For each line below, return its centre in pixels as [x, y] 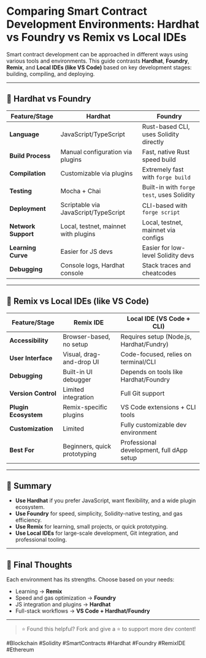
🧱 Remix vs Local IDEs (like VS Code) [78, 301]
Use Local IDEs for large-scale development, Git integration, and [97, 533]
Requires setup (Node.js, [156, 337]
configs [153, 237]
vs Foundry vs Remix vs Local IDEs [97, 37]
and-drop [77, 362]
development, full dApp [154, 450]
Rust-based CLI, [166, 126]
